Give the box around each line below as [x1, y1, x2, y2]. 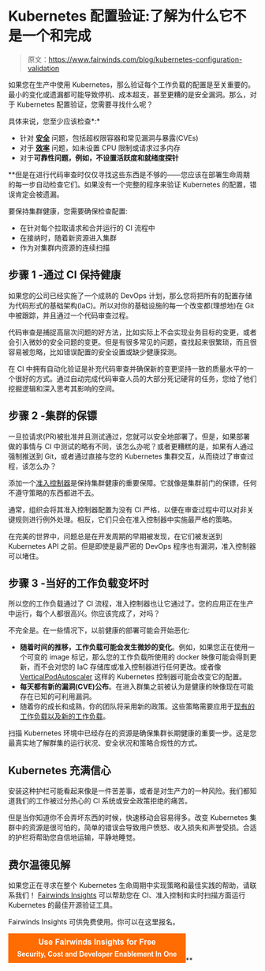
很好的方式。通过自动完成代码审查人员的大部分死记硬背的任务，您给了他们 [14, 373, 257, 383]
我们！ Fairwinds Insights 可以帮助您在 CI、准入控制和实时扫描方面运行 [14, 890, 246, 900]
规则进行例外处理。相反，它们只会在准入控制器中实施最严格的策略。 [14, 515, 237, 524]
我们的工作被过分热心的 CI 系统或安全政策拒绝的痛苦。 [14, 796, 192, 806]
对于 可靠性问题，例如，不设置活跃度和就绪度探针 [19, 153, 179, 162]
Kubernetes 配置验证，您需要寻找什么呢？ [17, 100, 154, 109]
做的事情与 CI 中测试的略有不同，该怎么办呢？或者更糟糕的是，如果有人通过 [8, 441, 254, 451]
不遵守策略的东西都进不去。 [8, 488, 99, 497]
